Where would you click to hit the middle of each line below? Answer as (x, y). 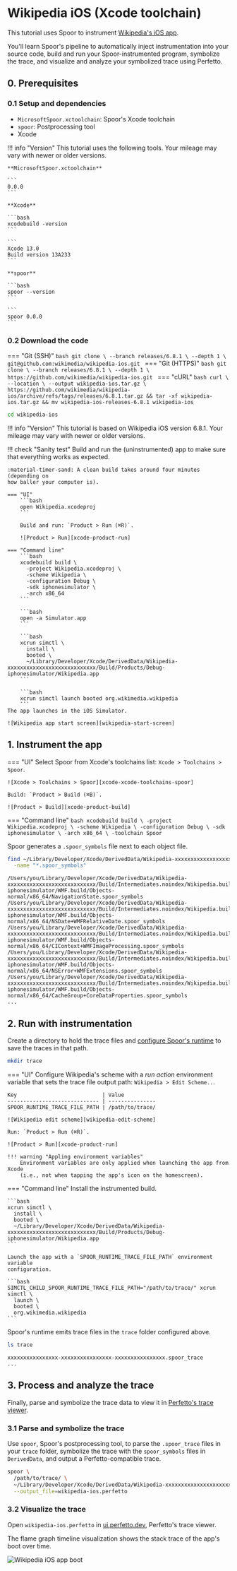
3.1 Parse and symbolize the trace (66, 1428)
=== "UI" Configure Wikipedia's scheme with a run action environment (110, 1074)
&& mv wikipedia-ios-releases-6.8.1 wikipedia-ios (118, 402)
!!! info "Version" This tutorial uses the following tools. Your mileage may (112, 148)
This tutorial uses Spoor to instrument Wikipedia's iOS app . (93, 32)
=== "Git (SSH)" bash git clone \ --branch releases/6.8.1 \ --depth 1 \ (117, 355)
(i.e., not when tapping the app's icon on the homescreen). (111, 1175)
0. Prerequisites (43, 84)
